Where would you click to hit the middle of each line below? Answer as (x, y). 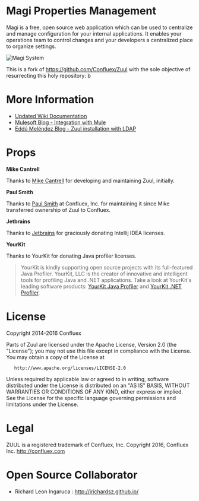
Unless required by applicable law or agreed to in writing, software (88, 379)
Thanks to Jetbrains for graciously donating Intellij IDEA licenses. (86, 233)
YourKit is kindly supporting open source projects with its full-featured (107, 267)
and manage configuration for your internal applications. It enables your (94, 33)
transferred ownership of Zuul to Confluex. (59, 210)
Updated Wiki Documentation (51, 116)
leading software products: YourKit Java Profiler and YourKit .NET (101, 286)
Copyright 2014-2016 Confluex (44, 333)
